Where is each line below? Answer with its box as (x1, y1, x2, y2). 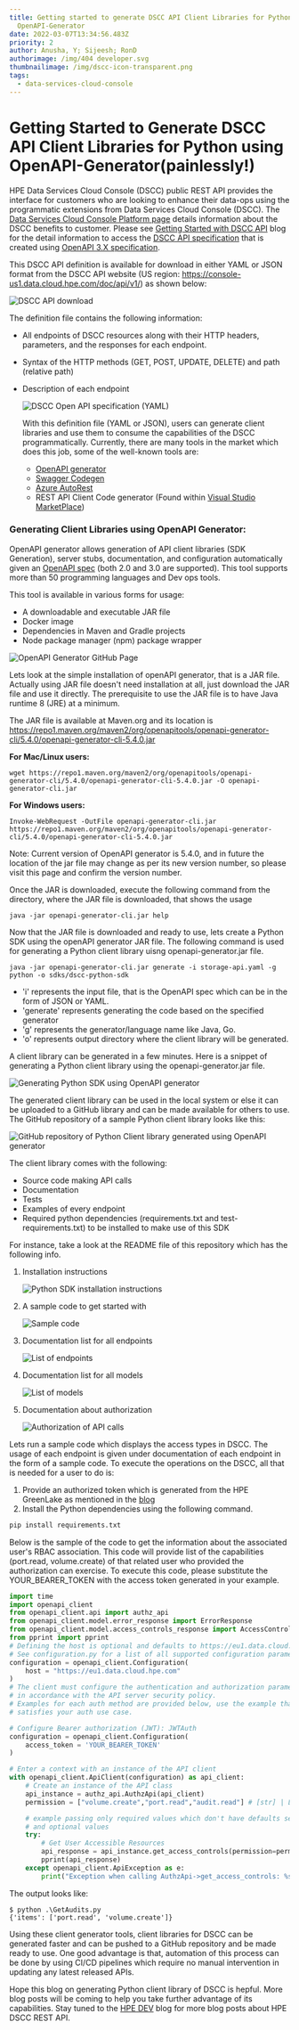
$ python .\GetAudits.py (9, 1905, 101, 1914)
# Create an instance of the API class (25, 1781, 174, 1790)
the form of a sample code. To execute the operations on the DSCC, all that (9, 1457, 285, 1468)
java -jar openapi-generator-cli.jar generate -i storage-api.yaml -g (9, 963, 277, 972)
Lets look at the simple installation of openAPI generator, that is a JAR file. (9, 669, 280, 680)
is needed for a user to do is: (9, 1467, 115, 1478)
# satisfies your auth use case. (9, 1708, 133, 1716)
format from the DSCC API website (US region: (9, 268, 181, 279)
